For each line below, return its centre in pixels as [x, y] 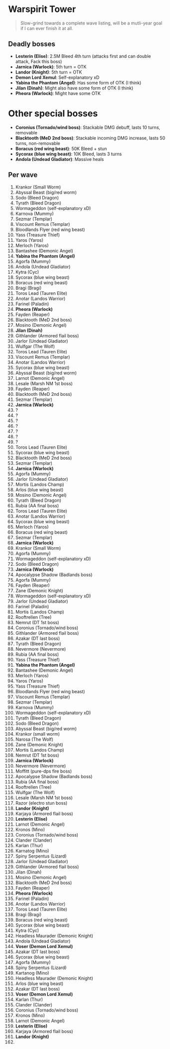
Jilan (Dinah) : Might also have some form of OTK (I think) [74, 88]
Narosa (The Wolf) [34, 739]
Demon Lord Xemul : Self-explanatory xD [57, 77]
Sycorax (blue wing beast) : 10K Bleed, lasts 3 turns [69, 154]
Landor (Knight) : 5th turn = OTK [49, 72]
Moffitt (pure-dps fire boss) [43, 771]
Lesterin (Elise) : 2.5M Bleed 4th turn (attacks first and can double [83, 56]
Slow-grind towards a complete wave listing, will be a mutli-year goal [91, 23]
